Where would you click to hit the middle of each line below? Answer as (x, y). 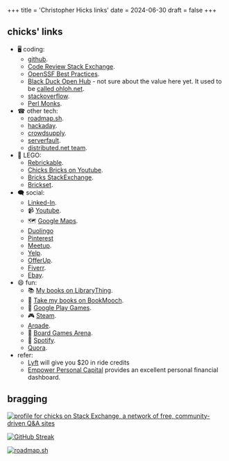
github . (38, 59)
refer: (25, 355)
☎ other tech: (37, 111)
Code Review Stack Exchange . (71, 66)
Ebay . (35, 275)
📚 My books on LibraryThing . (70, 290)
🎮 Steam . (42, 315)
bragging (27, 399)
